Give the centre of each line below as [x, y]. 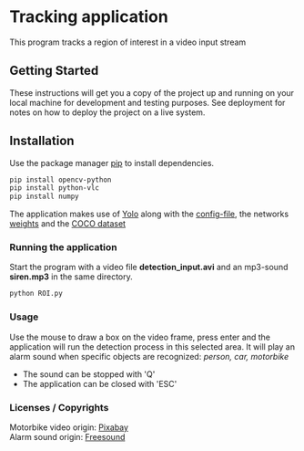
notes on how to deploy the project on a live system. [107, 112]
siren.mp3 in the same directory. [71, 277]
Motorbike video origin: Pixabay [69, 427]
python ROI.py [36, 294]
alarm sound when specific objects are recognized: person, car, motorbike [149, 356]
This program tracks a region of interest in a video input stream [128, 42]
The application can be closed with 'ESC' [100, 383]
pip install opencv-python [61, 180]
